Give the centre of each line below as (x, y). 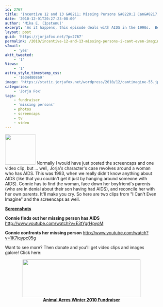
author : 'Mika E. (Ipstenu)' (34, 23)
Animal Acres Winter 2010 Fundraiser (81, 300)
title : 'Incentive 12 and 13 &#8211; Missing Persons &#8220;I (70, 14)
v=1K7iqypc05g (21, 238)
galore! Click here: (23, 252)
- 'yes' (21, 50)
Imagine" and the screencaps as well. (42, 199)
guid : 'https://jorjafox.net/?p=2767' (44, 37)
